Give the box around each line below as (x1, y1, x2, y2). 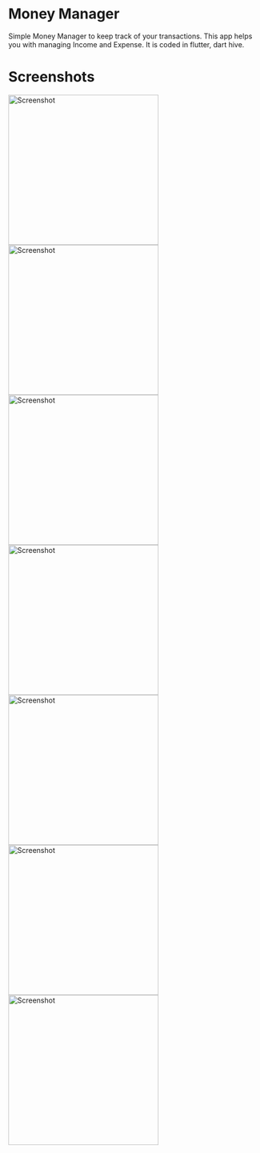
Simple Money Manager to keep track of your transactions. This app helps (8, 31, 253, 41)
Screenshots (8, 68, 95, 86)
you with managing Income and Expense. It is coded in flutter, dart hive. (8, 39, 245, 49)
